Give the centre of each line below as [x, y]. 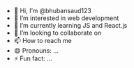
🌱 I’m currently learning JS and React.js [70, 25]
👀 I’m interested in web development [66, 18]
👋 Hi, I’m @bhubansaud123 [53, 11]
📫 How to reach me [43, 41]
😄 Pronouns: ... [36, 51]
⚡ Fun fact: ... [33, 58]
